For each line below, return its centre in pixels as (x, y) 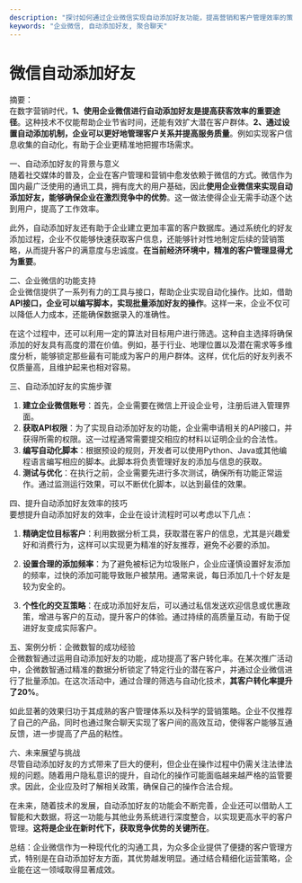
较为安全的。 (46, 586)
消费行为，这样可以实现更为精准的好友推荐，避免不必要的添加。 (156, 545)
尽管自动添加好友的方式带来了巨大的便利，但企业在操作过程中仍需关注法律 (147, 764)
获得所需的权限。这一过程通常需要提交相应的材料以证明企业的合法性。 (152, 439)
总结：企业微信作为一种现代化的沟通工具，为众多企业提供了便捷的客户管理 (147, 847)
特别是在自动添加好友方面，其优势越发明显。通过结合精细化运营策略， (155, 859)
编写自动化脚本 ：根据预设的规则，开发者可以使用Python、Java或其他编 (155, 450)
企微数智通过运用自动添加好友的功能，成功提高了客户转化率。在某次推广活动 (151, 658)
